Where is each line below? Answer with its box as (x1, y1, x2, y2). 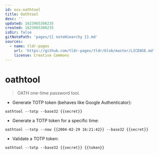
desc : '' (5, 16, 23, 21)
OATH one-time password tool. (17, 90, 80, 96)
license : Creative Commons (14, 52, 69, 58)
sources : (5, 39, 23, 44)
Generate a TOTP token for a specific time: (12, 118, 99, 124)
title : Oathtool (5, 12, 38, 17)
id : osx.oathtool (5, 7, 41, 12)
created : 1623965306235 (5, 26, 54, 30)
